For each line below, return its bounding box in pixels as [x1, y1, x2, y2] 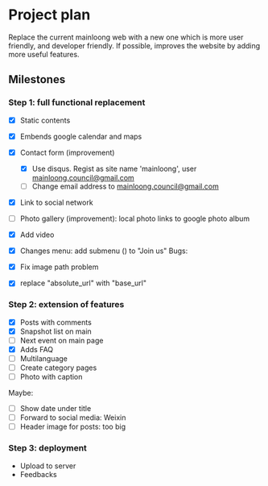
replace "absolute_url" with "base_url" [19, 278, 147, 288]
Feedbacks [19, 469, 58, 479]
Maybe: [8, 388, 34, 398]
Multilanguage [19, 353, 68, 363]
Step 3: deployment [8, 442, 87, 454]
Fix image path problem [19, 262, 99, 272]
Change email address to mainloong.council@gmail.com [31, 181, 219, 191]
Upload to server [19, 461, 76, 471]
